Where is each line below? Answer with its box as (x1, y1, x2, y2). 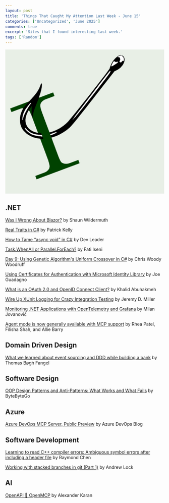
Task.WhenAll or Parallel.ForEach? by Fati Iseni (5, 246, 102, 252)
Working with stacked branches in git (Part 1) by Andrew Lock (5, 464, 134, 470)
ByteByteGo (5, 393, 30, 399)
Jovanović (5, 311, 27, 317)
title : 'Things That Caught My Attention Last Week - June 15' (5, 13, 141, 19)
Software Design (5, 374, 59, 383)
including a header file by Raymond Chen (5, 455, 91, 461)
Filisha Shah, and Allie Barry (5, 326, 64, 332)
